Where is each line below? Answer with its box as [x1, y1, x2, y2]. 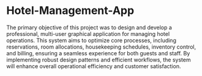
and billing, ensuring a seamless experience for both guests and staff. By [6, 49, 190, 57]
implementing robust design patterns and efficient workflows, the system [6, 56, 191, 63]
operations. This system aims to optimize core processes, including [6, 36, 176, 44]
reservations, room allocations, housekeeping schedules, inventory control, [6, 43, 196, 50]
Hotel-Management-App [6, 4, 135, 18]
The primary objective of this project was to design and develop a [6, 24, 173, 31]
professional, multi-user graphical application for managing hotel [6, 30, 170, 37]
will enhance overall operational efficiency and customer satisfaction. [6, 62, 181, 70]
